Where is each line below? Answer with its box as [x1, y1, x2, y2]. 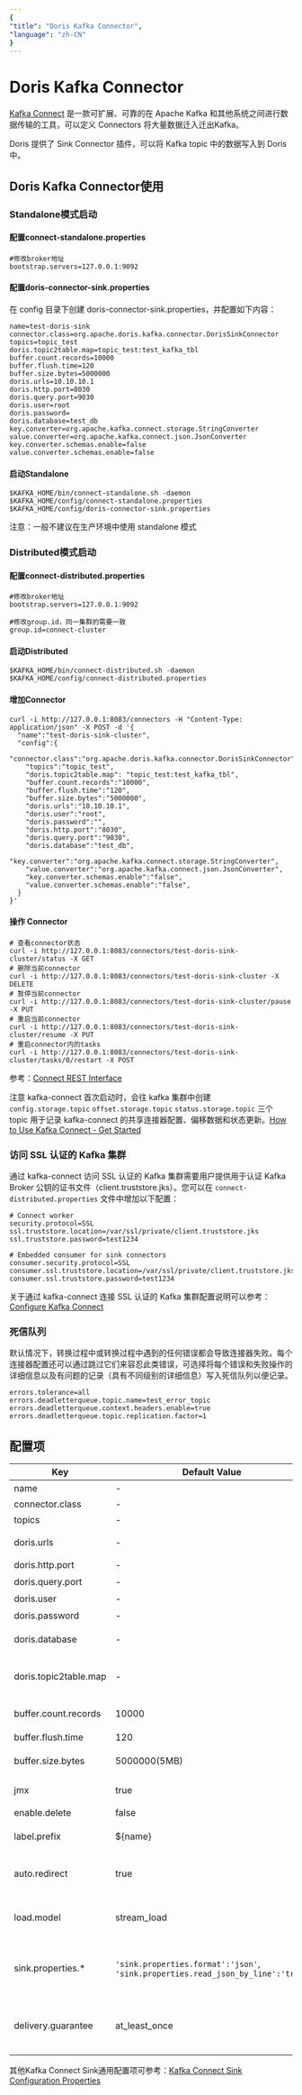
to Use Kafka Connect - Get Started [9, 1124, 142, 1135]
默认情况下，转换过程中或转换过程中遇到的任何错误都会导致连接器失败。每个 [9, 1348, 293, 1359]
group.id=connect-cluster [9, 625, 106, 635]
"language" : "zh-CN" [9, 30, 87, 39]
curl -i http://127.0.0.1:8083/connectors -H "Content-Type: [9, 715, 244, 724]
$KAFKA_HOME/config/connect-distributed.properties [9, 674, 207, 683]
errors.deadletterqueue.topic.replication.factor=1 [9, 1412, 207, 1421]
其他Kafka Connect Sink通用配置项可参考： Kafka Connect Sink [9, 2065, 243, 2076]
